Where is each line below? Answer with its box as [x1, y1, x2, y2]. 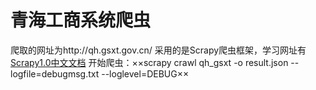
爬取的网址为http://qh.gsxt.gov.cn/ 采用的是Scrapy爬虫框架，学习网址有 [10, 44, 307, 56]
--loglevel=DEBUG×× [101, 67, 190, 80]
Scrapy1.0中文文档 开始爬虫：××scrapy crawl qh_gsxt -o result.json [10, 56, 289, 68]
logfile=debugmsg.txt [10, 67, 100, 80]
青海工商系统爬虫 [10, 9, 152, 32]
